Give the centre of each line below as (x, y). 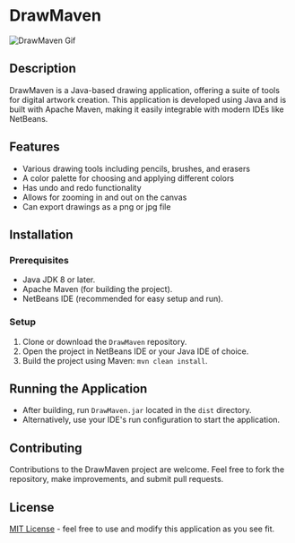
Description (43, 69)
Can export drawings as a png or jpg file (96, 206)
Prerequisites (39, 260)
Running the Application (78, 388)
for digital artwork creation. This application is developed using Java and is (148, 99)
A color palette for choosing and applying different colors (128, 178)
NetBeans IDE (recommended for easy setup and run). (123, 299)
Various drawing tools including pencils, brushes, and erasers (136, 168)
